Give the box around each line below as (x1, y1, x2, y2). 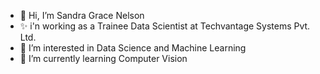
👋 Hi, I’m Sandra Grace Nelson (19, 10, 145, 21)
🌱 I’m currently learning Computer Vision (19, 53, 188, 64)
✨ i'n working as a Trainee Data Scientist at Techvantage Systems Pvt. (19, 20, 311, 32)
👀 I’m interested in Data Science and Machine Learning (19, 42, 247, 54)
